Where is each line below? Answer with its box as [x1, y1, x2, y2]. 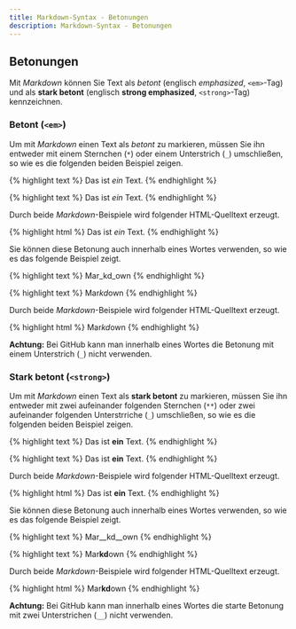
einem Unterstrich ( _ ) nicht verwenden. [9, 348, 152, 359]
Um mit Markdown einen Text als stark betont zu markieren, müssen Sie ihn [9, 390, 288, 401]
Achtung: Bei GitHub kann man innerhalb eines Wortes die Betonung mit [9, 339, 275, 350]
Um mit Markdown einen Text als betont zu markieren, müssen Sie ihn [9, 138, 265, 149]
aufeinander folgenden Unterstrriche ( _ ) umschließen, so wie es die [9, 409, 256, 420]
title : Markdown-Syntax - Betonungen [9, 12, 149, 22]
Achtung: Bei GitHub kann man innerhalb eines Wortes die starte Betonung [9, 600, 284, 610]
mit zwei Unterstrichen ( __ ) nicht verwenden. [9, 609, 174, 620]
